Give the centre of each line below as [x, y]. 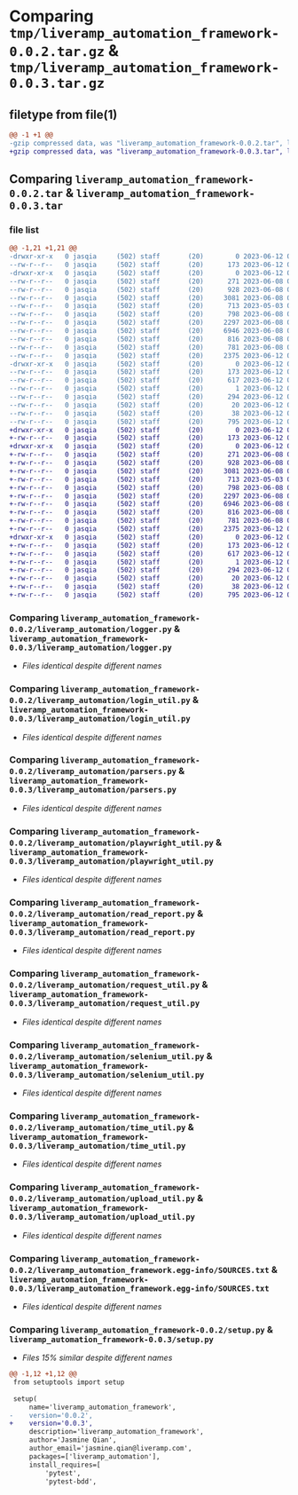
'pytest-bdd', [71, 1481]
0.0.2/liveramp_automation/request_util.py [105, 985]
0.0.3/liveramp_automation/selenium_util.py [107, 1075]
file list [24, 230]
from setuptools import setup [69, 1382]
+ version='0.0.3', [51, 1424]
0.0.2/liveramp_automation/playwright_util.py [112, 842]
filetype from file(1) [63, 114]
